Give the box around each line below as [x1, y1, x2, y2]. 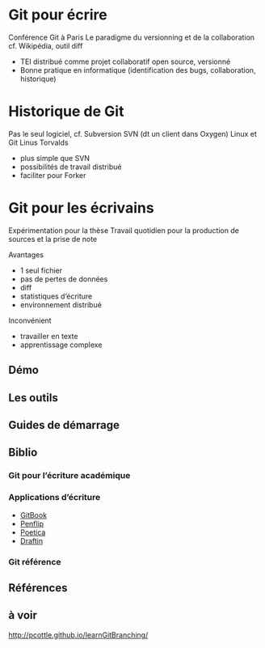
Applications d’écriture [8, 492, 101, 503]
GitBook [19, 510, 47, 519]
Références [8, 581, 68, 595]
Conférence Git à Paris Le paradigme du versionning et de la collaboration [8, 32, 255, 42]
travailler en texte [19, 331, 78, 341]
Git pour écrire [8, 6, 107, 24]
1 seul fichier [19, 265, 63, 275]
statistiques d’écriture [19, 291, 93, 301]
